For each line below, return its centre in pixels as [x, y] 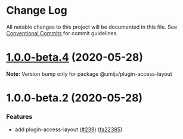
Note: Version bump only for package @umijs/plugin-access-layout [89, 74]
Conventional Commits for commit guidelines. [62, 33]
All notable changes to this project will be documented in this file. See [92, 27]
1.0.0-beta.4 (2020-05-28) [75, 58]
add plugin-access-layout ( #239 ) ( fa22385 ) [69, 129]
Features [19, 116]
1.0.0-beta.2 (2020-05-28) [75, 98]
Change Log [37, 10]
